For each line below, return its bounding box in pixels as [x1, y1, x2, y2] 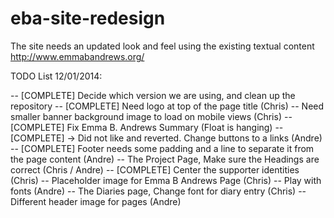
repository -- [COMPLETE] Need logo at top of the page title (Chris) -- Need [10, 100, 325, 112]
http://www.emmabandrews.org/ [10, 50, 145, 62]
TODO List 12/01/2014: [10, 70, 103, 82]
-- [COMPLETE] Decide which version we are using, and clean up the [10, 89, 296, 101]
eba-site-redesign [10, 7, 166, 30]
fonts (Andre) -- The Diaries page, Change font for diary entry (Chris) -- [10, 185, 307, 197]
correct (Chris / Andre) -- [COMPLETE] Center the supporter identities [10, 163, 300, 176]
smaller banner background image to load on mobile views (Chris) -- [10, 110, 293, 122]
